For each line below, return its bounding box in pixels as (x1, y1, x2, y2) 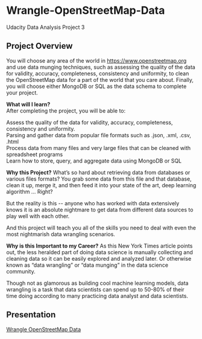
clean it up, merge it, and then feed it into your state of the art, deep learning (6, 181, 197, 188)
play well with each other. (6, 212, 70, 220)
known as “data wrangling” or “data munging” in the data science (6, 261, 169, 269)
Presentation (6, 309, 56, 320)
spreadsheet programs (6, 151, 63, 158)
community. (6, 267, 36, 275)
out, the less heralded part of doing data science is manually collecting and (6, 248, 193, 256)
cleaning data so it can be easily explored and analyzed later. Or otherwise (6, 255, 192, 262)
